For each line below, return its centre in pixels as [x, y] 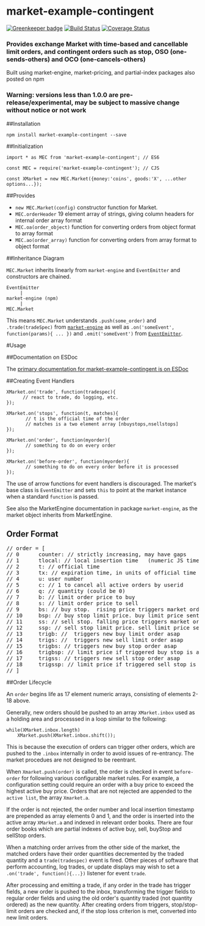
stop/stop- [185, 905]
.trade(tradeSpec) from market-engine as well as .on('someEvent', [91, 327]
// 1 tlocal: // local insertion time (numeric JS [95, 561]
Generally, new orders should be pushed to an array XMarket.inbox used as [101, 713]
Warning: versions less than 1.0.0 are [63, 95]
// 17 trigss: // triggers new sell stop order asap [93, 659]
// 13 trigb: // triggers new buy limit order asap [93, 634]
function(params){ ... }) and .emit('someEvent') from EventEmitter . [95, 333]
